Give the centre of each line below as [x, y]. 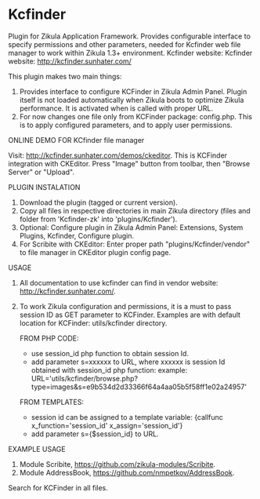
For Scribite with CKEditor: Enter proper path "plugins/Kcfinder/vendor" [135, 244]
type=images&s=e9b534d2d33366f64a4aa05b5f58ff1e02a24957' [139, 387]
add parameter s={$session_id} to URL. [95, 434]
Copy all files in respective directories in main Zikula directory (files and [135, 210]
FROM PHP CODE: [49, 338]
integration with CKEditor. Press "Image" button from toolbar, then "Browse [129, 163]
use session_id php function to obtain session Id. [110, 353]
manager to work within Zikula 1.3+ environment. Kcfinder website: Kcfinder [130, 53]
